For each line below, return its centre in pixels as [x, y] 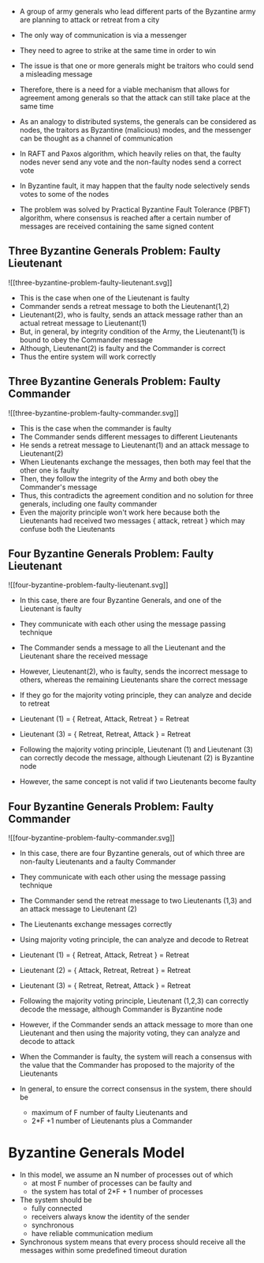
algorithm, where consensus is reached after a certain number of [125, 218]
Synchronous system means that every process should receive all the [132, 1242]
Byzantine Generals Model [97, 1153]
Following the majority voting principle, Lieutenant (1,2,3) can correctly [134, 1001]
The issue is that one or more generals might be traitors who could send [137, 66]
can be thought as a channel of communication [96, 138]
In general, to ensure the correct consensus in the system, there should [136, 1089]
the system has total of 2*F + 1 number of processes [117, 1192]
